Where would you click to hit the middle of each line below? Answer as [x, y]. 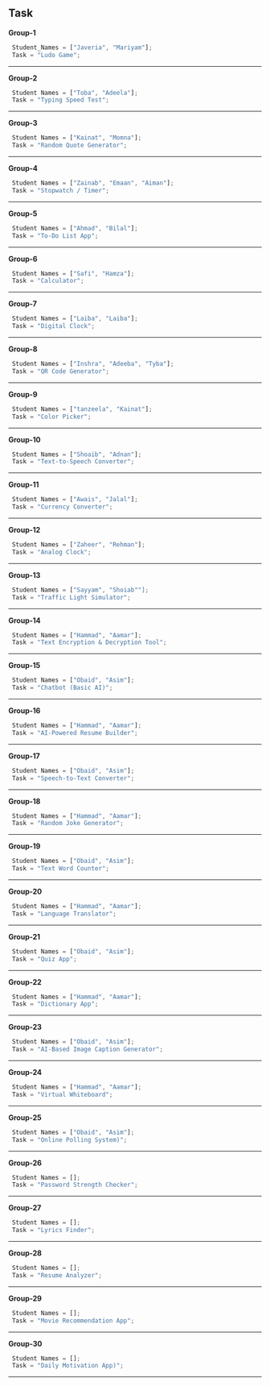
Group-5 [23, 214]
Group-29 [25, 1298]
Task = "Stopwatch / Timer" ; [61, 190]
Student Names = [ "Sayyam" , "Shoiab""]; [80, 590]
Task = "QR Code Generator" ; [61, 371]
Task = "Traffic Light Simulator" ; [71, 597]
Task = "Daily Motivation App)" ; [68, 1366]
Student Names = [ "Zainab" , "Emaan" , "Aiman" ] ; [93, 183]
